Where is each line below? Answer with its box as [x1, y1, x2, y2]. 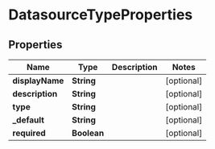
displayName [12, 75, 64, 86]
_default [12, 114, 44, 126]
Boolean [72, 127, 105, 139]
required [12, 127, 46, 139]
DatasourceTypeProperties [8, 6, 193, 24]
